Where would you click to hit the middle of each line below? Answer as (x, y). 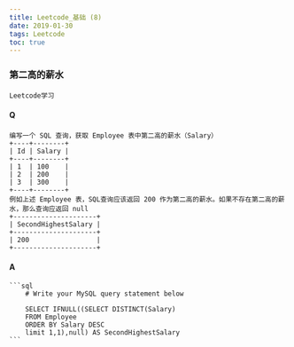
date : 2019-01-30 (41, 26)
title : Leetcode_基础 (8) (55, 17)
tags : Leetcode (37, 34)
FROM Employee (51, 317)
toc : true (27, 42)
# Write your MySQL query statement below (104, 294)
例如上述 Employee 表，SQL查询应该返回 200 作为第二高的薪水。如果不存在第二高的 (144, 199)
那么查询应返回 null (55, 209)
